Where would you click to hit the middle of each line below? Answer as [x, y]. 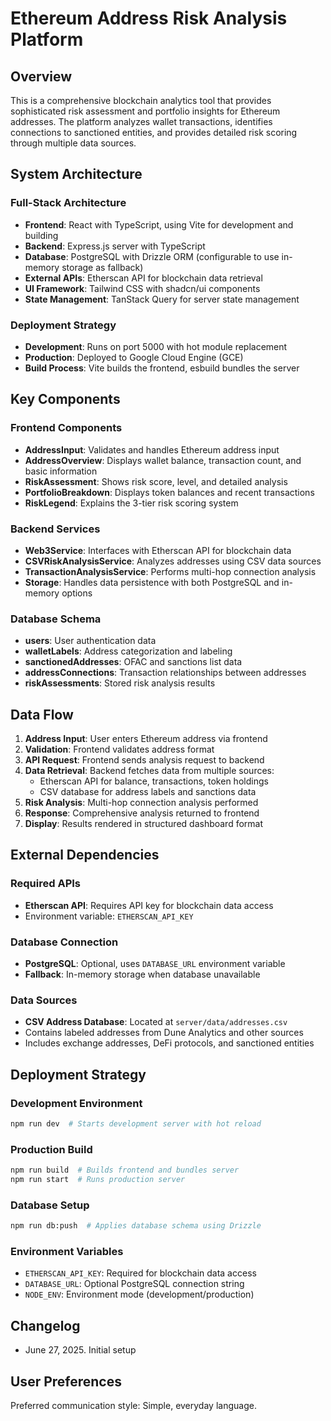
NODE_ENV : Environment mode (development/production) [139, 1294]
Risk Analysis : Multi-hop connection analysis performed [141, 803]
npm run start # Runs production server [98, 1180]
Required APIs [45, 884]
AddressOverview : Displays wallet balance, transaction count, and [163, 460]
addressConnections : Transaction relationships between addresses [165, 673]
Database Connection [64, 942]
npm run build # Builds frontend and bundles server [125, 1170]
